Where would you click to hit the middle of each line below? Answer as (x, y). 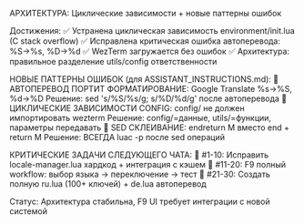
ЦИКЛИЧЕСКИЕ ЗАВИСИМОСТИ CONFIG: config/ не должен (127, 108)
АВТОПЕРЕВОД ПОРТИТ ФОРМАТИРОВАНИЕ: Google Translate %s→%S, (151, 89)
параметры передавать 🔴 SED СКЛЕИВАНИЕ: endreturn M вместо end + (149, 127)
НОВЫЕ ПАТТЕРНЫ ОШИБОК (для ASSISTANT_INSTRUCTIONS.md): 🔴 (144, 79)
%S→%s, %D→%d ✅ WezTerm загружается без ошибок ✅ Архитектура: (149, 51)
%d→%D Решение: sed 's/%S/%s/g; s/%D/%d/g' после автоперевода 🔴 (148, 98)
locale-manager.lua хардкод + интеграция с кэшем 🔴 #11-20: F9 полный (148, 164)
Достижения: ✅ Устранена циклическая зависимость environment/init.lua (152, 31)
